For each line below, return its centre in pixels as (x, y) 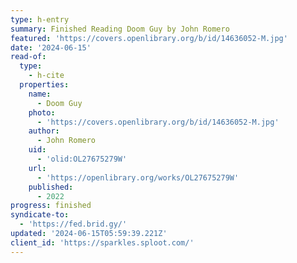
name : (40, 94)
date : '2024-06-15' (51, 47)
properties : (44, 85)
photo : (42, 112)
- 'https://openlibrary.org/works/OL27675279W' (138, 177)
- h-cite (46, 76)
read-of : (28, 57)
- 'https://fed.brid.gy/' (73, 224)
